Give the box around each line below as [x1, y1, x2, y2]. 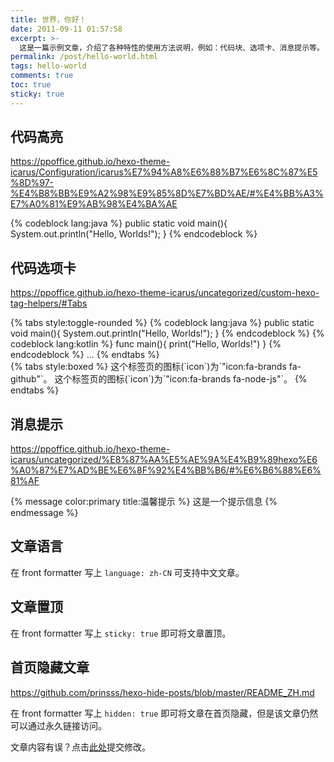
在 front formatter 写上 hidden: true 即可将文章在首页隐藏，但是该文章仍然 [10, 707, 319, 719]
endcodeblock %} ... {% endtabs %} [10, 349, 160, 361]
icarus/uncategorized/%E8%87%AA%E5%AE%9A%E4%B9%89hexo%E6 [10, 454, 318, 466]
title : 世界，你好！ [10, 14, 87, 25]
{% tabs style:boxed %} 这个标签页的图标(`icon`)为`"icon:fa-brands [10, 361, 287, 373]
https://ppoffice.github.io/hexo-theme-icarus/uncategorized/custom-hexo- [10, 287, 320, 299]
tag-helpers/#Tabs [10, 297, 88, 310]
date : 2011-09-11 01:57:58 [10, 24, 123, 34]
